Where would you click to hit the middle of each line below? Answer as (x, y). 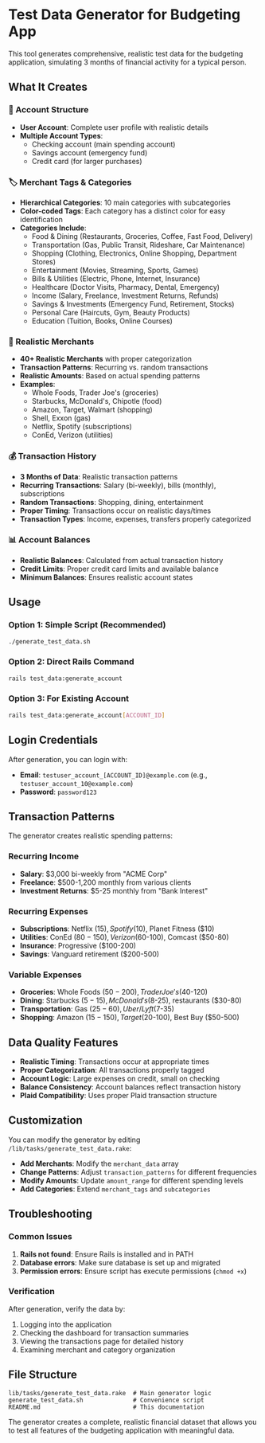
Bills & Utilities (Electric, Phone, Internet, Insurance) (116, 278)
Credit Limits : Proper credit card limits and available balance (119, 569)
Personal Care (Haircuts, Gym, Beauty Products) (111, 312)
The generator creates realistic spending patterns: (91, 836)
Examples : (37, 385)
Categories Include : (53, 228)
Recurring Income (44, 856)
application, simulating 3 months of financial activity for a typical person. (127, 62)
